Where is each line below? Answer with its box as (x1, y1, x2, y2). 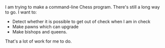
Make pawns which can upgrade (12, 24, 79, 30)
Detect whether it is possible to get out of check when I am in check (12, 19, 151, 24)
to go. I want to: (5, 9, 37, 15)
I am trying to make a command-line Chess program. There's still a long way (5, 4, 160, 10)
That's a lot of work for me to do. (5, 38, 72, 44)
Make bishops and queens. (12, 29, 67, 34)
